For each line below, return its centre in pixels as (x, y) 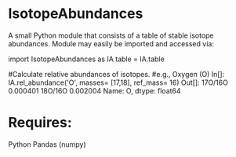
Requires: (40, 123)
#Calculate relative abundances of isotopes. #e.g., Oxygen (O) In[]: (116, 74)
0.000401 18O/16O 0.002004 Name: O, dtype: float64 (95, 90)
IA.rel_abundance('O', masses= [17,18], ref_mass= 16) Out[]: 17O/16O (118, 82)
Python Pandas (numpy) (47, 144)
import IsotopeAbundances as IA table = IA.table (86, 59)
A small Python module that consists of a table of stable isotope (111, 35)
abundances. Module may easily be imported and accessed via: (111, 43)
